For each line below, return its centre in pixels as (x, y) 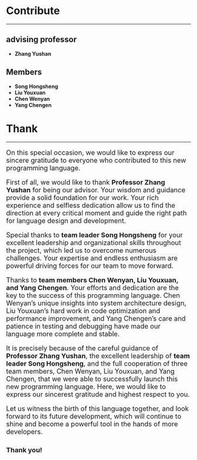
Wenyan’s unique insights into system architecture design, (96, 303)
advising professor (42, 40)
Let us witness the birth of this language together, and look (98, 408)
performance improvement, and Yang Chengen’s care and (96, 318)
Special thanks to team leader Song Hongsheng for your (95, 235)
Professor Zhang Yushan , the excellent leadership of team (98, 356)
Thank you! (24, 450)
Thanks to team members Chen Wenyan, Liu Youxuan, (92, 280)
